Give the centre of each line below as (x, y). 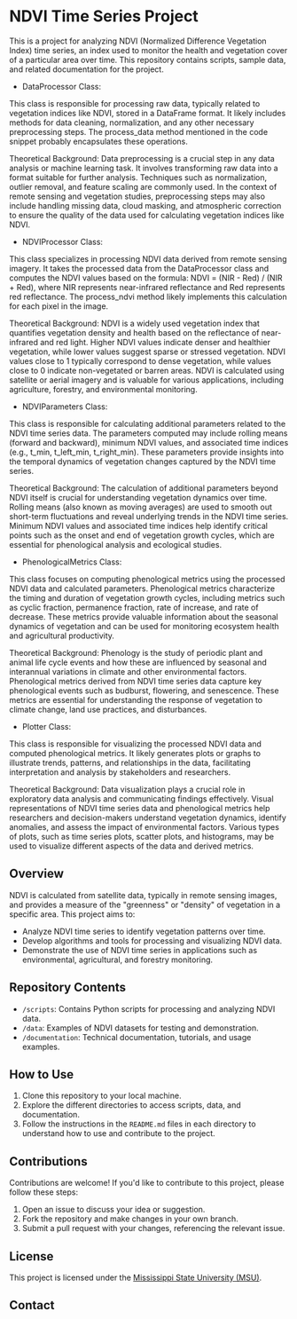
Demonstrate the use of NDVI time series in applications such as (140, 950)
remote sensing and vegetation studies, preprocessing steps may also (137, 196)
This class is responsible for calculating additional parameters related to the (148, 423)
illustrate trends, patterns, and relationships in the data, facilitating (130, 762)
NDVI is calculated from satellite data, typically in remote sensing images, (143, 895)
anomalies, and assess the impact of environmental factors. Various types (144, 826)
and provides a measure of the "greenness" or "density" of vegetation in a (145, 904)
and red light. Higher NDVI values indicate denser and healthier (155, 342)
